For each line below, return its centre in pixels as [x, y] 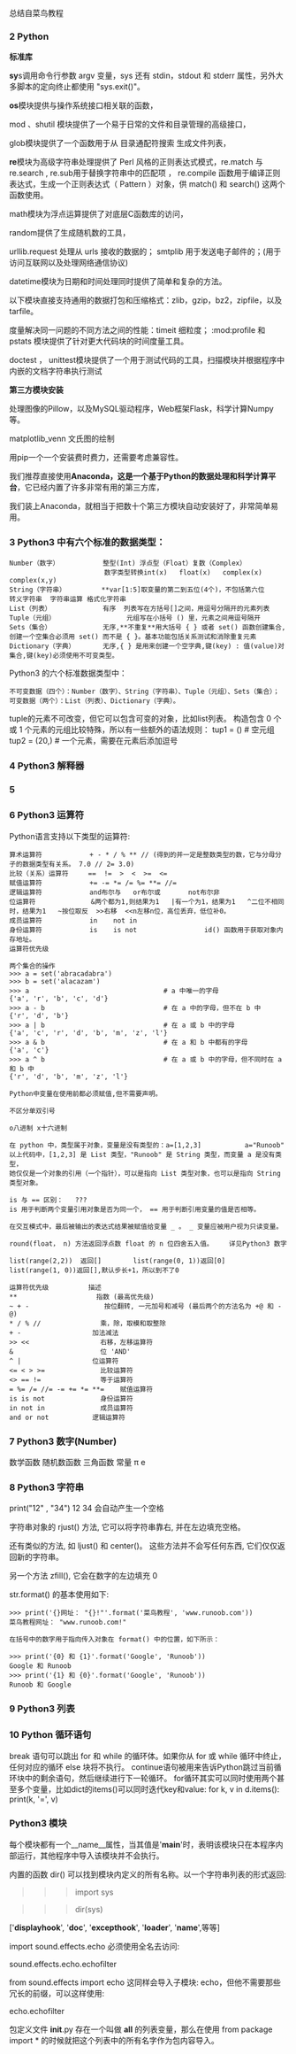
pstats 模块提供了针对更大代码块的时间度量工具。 [99, 341]
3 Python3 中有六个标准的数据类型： [87, 543]
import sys [94, 1892]
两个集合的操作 [32, 966]
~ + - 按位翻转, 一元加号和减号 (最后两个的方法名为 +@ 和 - [146, 1306]
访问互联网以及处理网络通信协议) [69, 263]
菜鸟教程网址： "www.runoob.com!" [68, 1623]
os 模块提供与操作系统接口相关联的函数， [83, 105]
